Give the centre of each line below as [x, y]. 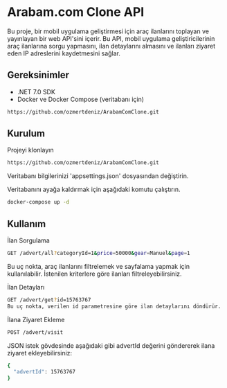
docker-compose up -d [38, 202]
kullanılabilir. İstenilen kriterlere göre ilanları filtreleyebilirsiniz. [94, 274]
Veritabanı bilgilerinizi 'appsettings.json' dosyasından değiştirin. [98, 176]
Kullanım [27, 223]
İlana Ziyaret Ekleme [36, 319]
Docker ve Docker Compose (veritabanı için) [80, 99]
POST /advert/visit [35, 332]
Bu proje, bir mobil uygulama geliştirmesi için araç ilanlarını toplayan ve [108, 31]
